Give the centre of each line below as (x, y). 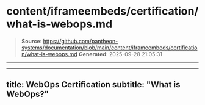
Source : (31, 41)
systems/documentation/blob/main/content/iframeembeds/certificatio (109, 48)
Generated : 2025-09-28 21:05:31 (120, 54)
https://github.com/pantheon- (81, 41)
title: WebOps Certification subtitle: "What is (93, 85)
